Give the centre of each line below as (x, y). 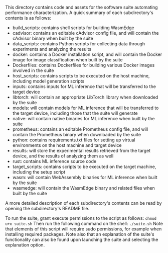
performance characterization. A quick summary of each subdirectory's (79, 13)
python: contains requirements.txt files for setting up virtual (74, 140)
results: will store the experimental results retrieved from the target (81, 151)
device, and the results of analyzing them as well (63, 156)
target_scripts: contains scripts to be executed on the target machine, (84, 166)
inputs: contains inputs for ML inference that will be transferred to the (84, 87)
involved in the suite (33, 70)
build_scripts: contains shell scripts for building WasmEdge (73, 28)
